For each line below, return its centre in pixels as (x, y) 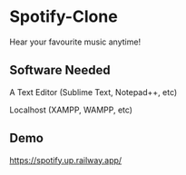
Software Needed (60, 70)
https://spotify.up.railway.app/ (66, 160)
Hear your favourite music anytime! (75, 42)
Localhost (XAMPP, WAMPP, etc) (71, 110)
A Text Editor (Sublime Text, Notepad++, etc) (93, 92)
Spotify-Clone (64, 17)
